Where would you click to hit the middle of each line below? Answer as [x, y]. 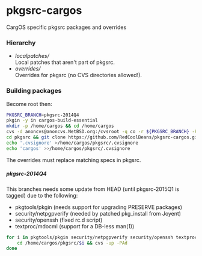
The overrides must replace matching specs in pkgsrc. [74, 160]
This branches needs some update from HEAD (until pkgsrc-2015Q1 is [93, 189]
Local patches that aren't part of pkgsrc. [65, 62]
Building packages [34, 91]
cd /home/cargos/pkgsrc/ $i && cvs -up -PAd [72, 243]
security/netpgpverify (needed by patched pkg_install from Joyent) [98, 213]
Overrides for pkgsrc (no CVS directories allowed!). [78, 75]
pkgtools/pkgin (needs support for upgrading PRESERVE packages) [98, 207]
